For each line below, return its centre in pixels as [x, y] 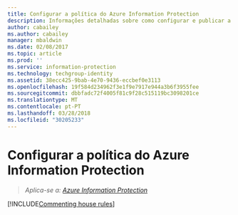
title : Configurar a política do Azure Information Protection [103, 14]
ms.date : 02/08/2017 [38, 47]
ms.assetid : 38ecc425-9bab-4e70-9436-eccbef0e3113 [84, 80]
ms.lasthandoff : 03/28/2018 [49, 113]
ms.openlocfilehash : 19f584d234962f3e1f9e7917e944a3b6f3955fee [103, 87]
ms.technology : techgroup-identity [60, 73]
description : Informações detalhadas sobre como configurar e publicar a [119, 21]
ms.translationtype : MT [43, 100]
